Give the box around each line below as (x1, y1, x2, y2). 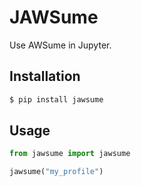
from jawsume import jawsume (9, 149, 131, 159)
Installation (9, 68, 81, 85)
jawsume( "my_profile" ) (9, 167, 104, 177)
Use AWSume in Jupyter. (9, 39, 112, 51)
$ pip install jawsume (9, 94, 104, 105)
